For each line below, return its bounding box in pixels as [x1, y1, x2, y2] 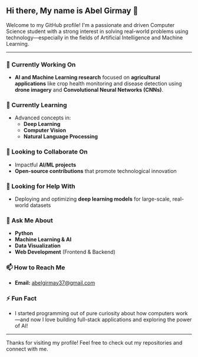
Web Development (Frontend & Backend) [14, 248, 116, 256]
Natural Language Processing [23, 133, 98, 140]
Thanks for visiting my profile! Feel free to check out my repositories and [6, 339, 183, 346]
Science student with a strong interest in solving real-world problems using [6, 28, 189, 35]
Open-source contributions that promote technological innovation [14, 167, 177, 174]
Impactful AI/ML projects [14, 161, 77, 168]
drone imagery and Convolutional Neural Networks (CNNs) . [14, 86, 164, 94]
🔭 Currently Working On [6, 60, 76, 68]
